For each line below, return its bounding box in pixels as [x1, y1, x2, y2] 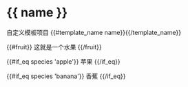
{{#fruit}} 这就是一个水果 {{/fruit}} [6, 42, 102, 51]
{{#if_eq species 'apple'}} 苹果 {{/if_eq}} [6, 57, 121, 66]
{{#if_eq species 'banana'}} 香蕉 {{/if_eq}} [6, 72, 126, 80]
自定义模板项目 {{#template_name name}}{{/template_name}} [6, 28, 182, 36]
